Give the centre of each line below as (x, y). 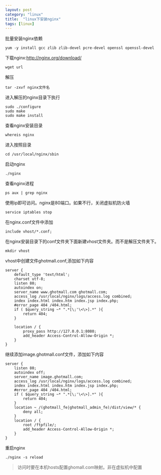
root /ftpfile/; (40, 425)
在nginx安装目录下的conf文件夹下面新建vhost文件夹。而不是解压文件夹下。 (82, 241)
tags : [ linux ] (20, 24)
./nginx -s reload (24, 458)
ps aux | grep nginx (27, 193)
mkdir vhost (17, 251)
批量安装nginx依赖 (24, 38)
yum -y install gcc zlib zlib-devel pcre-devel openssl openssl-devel (80, 48)
